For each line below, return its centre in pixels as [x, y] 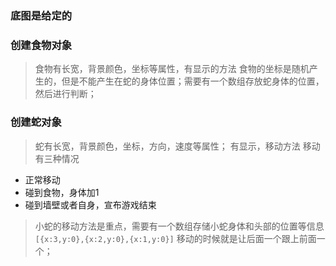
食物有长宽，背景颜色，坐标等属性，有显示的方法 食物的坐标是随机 [172, 69]
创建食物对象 [41, 45]
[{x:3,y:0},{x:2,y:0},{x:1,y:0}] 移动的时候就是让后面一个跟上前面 [175, 238]
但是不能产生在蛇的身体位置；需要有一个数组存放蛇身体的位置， [193, 81]
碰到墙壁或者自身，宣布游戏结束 [90, 204]
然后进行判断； [65, 94]
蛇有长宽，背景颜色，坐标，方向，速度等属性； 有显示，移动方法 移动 [177, 146]
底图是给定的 [41, 15]
